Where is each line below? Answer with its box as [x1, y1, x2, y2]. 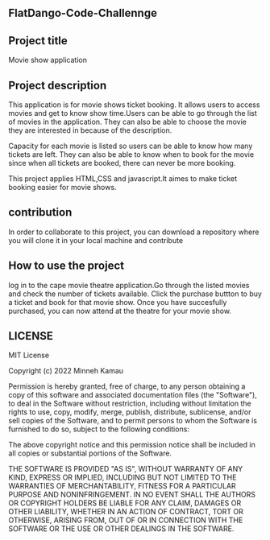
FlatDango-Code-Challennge [8, 6, 157, 20]
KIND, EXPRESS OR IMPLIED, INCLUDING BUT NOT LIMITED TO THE [8, 472, 237, 482]
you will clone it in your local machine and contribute [8, 235, 184, 245]
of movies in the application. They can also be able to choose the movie [8, 117, 247, 127]
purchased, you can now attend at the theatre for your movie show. [8, 306, 232, 315]
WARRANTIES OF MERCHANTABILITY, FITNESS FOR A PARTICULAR [8, 481, 236, 491]
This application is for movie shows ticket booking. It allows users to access [8, 100, 260, 109]
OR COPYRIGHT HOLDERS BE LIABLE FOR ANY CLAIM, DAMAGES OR [8, 498, 242, 508]
